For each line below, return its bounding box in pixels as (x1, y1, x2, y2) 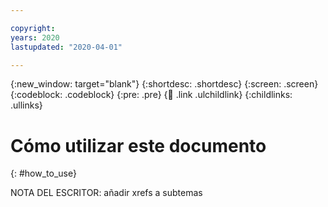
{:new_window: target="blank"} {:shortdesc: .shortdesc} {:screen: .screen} (10, 78, 319, 90)
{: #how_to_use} (10, 167, 77, 180)
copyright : (10, 23, 56, 33)
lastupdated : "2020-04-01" (10, 42, 123, 52)
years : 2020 (10, 32, 60, 43)
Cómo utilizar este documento (10, 134, 267, 157)
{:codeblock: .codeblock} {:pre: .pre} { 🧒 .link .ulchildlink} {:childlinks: (10, 89, 293, 101)
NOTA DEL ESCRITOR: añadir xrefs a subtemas (10, 187, 203, 199)
